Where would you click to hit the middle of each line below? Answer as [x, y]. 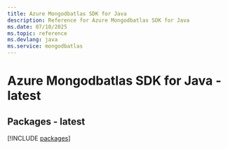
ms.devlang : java [33, 40]
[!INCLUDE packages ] [39, 138]
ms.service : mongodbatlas [45, 46]
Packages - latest [46, 121]
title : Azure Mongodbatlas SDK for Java [67, 14]
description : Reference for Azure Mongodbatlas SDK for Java [99, 20]
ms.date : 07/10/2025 [38, 27]
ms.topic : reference [38, 33]
